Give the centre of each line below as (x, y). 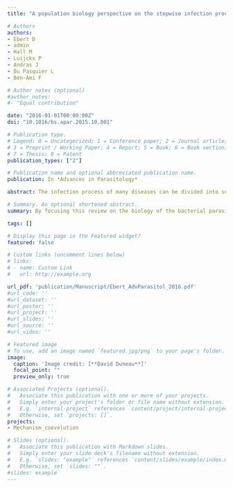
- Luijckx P (24, 59)
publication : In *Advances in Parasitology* (72, 180)
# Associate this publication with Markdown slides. (88, 447)
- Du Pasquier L (31, 71)
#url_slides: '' (31, 319)
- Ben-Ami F (24, 78)
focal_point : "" (37, 370)
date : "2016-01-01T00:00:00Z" (51, 116)
